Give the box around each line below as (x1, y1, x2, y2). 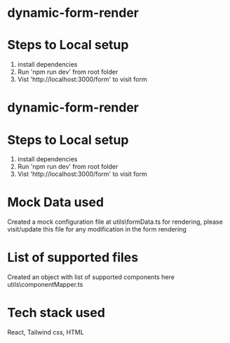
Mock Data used (7, 194, 104, 210)
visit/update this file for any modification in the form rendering (7, 225, 187, 234)
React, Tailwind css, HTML (7, 328, 84, 337)
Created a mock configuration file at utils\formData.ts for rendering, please (7, 217, 223, 226)
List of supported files (7, 250, 139, 266)
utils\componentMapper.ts (7, 281, 83, 289)
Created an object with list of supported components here (7, 273, 175, 281)
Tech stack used (7, 305, 105, 321)
